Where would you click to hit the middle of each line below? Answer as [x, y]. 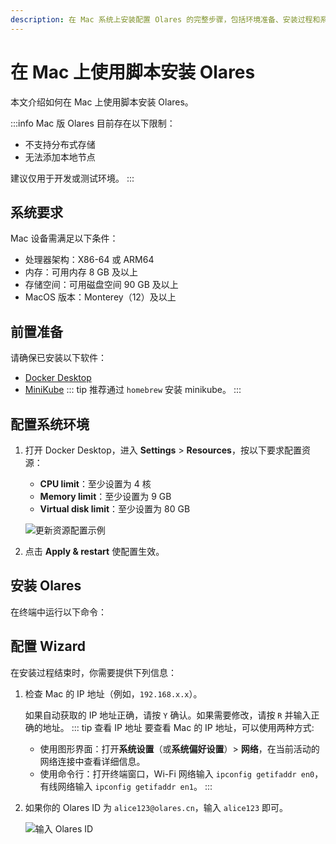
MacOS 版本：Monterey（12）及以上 [100, 297]
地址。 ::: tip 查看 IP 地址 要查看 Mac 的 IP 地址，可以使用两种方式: [178, 727]
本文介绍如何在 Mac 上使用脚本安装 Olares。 [102, 102]
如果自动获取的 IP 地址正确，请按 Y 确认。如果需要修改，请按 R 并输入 [168, 715]
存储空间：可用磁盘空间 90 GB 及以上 [101, 285]
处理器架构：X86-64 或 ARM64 [89, 260]
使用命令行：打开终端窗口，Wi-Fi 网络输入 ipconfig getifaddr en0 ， [181, 773]
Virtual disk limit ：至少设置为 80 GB [115, 509]
